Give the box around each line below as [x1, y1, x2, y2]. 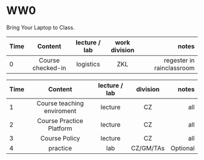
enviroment [44, 106, 77, 115]
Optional [170, 144, 195, 152]
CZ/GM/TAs [131, 144, 165, 152]
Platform [48, 124, 73, 133]
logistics [76, 60, 100, 68]
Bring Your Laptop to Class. [6, 24, 75, 31]
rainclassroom [154, 63, 195, 72]
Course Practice [37, 116, 84, 125]
